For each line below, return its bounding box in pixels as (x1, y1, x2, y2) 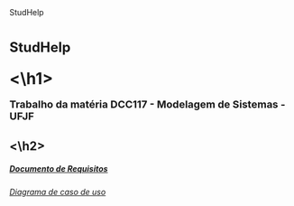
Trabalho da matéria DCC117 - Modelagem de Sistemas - (9, 98, 286, 111)
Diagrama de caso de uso (9, 186, 106, 197)
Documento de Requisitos (9, 164, 108, 174)
